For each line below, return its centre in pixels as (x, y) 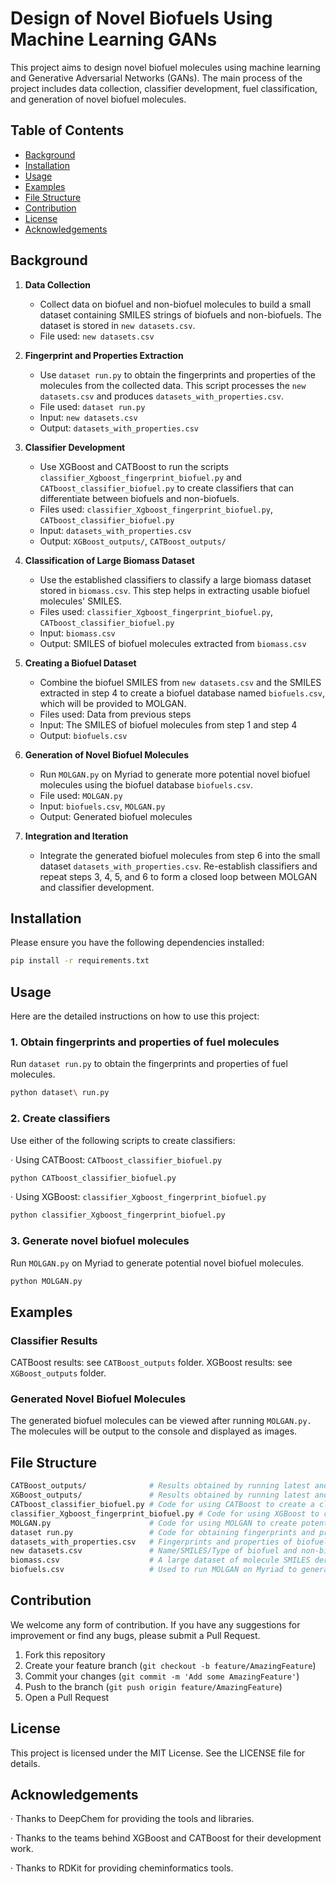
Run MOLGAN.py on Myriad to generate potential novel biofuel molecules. (157, 1263)
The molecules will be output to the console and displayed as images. (154, 1431)
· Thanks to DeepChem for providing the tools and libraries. (132, 1819)
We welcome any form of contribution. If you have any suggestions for (155, 1624)
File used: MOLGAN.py (81, 795)
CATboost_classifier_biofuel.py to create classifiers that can (167, 488)
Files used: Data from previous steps (115, 714)
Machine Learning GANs (114, 39)
